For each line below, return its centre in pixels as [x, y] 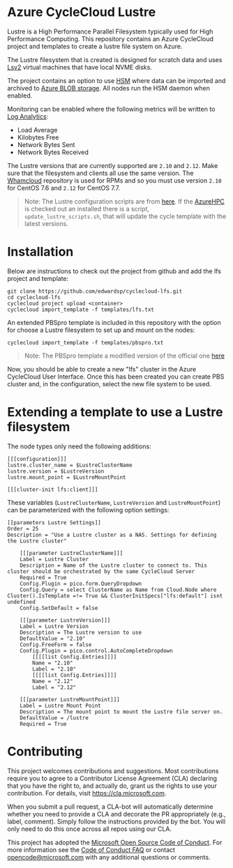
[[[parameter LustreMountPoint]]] [70, 699]
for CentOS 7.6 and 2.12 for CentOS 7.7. [64, 188]
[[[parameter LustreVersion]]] [65, 620]
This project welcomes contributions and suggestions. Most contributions [113, 770]
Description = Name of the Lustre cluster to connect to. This [114, 565]
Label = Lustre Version [54, 626]
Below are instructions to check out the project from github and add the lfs [114, 271]
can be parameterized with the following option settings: [88, 510]
